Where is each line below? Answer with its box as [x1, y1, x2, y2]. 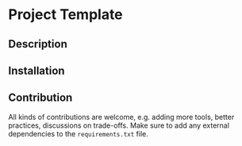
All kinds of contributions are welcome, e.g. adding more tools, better [8, 112, 235, 121]
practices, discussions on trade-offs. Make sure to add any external [8, 121, 230, 130]
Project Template [8, 6, 123, 24]
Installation [8, 63, 65, 77]
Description [8, 37, 67, 51]
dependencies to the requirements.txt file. [8, 129, 149, 138]
